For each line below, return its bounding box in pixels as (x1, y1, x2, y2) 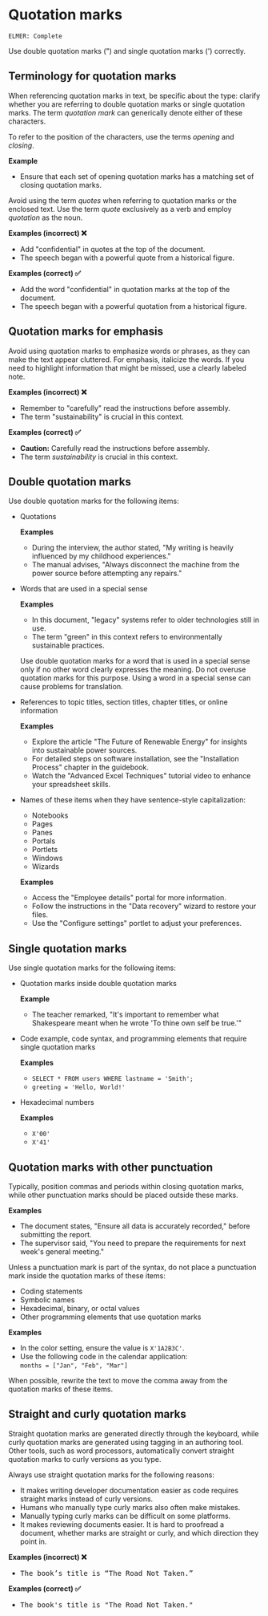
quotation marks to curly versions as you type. (8, 1454, 162, 1464)
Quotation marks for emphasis (8, 325, 164, 339)
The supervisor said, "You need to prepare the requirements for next (19, 1238, 246, 1248)
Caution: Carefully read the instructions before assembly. (19, 443, 210, 453)
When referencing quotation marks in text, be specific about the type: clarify (8, 91, 261, 100)
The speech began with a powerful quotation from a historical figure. (19, 301, 247, 311)
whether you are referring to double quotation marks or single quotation (8, 99, 246, 109)
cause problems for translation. (19, 682, 123, 692)
